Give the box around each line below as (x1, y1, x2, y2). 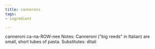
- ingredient (5, 16, 32, 21)
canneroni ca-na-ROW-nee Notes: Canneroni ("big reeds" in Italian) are (5, 33, 150, 39)
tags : (5, 12, 16, 16)
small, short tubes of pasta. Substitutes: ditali (5, 39, 97, 45)
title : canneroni (5, 7, 41, 12)
